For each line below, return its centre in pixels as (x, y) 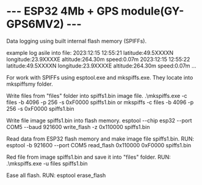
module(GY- (153, 11)
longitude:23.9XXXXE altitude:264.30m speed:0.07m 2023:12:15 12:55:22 (98, 59)
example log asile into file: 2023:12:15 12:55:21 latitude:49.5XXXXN (90, 52)
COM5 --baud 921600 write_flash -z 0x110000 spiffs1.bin (78, 127)
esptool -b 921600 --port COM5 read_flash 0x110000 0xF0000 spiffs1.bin (99, 145)
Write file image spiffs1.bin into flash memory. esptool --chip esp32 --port (99, 120)
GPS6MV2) (35, 24)
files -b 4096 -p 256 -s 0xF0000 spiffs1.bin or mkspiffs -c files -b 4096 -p (100, 102)
